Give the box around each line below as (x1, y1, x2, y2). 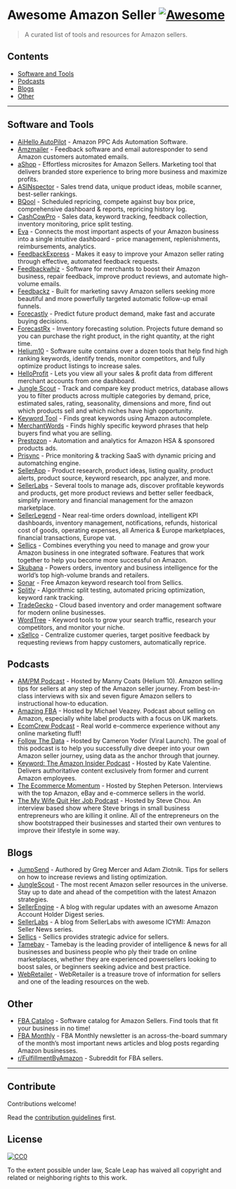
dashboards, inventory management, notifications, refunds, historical (17, 518, 218, 527)
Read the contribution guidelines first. (7, 1113, 117, 1121)
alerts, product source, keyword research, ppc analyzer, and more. (17, 473, 211, 482)
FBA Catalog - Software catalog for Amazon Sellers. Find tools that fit (17, 1017, 219, 1024)
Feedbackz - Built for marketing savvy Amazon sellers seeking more (17, 287, 216, 295)
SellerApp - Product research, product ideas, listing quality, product (17, 466, 214, 475)
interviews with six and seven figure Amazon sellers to (34, 692, 192, 700)
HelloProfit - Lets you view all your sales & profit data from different (17, 369, 213, 378)
